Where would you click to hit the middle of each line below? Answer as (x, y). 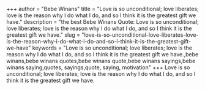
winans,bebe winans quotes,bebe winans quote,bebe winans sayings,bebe (101, 61)
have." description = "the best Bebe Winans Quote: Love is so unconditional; (102, 22)
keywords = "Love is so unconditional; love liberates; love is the (112, 48)
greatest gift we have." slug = (43, 35)
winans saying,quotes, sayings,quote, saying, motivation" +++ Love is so (98, 67)
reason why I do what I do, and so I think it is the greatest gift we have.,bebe (102, 54)
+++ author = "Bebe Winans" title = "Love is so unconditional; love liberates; (102, 9)
